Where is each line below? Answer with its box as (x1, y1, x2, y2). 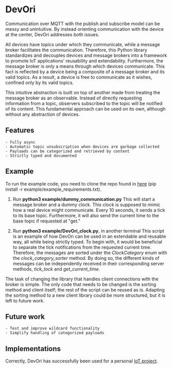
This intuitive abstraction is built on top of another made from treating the (5, 89, 161, 95)
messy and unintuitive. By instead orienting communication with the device (5, 26, 164, 32)
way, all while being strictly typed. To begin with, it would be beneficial (12, 238, 163, 244)
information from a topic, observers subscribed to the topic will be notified (5, 100, 163, 106)
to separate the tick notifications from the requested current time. (12, 244, 151, 250)
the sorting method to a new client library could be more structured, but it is (5, 292, 166, 298)
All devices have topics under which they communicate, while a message (5, 41, 160, 47)
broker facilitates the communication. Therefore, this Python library (5, 47, 147, 53)
